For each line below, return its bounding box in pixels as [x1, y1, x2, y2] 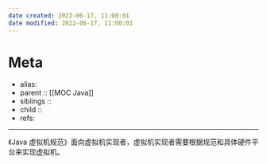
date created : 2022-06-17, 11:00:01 [8, 11, 130, 20]
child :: [19, 105, 42, 115]
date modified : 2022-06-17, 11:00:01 [8, 19, 133, 27]
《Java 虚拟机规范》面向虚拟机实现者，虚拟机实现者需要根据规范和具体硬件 [8, 137, 252, 147]
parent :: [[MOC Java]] [19, 88, 94, 98]
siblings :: [19, 96, 52, 106]
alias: [19, 80, 37, 89]
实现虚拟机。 [21, 147, 64, 157]
